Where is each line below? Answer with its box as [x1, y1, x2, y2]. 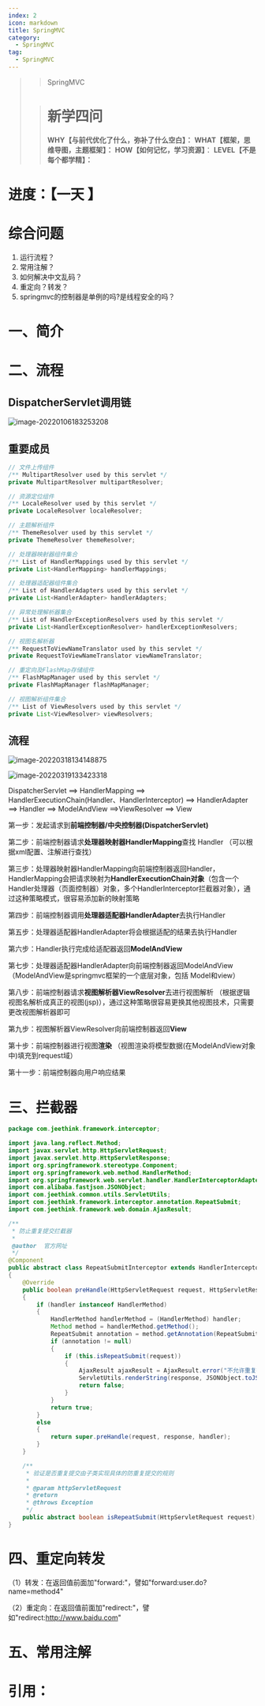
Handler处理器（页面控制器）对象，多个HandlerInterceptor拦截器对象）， [8, 883, 244, 894]
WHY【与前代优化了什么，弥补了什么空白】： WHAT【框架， [47, 135, 244, 145]
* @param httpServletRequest [25, 1484, 122, 1492]
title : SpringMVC [8, 26, 65, 34]
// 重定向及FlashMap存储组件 [8, 666, 95, 675]
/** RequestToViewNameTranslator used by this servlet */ [8, 645, 203, 653]
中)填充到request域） [8, 1051, 77, 1061]
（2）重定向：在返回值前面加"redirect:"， [8, 1602, 144, 1612]
